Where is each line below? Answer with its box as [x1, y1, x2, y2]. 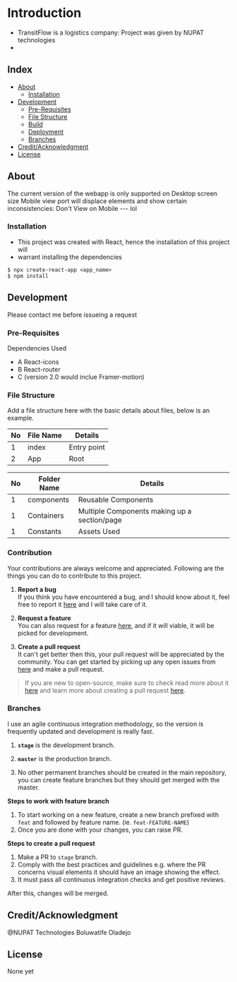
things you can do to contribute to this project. [7, 571, 142, 580]
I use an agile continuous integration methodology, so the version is [7, 720, 204, 728]
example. [7, 414, 34, 423]
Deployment [28, 127, 64, 135]
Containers [28, 511, 65, 521]
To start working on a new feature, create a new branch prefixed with [17, 810, 219, 819]
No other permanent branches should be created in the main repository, [17, 768, 227, 777]
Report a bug [17, 585, 56, 593]
